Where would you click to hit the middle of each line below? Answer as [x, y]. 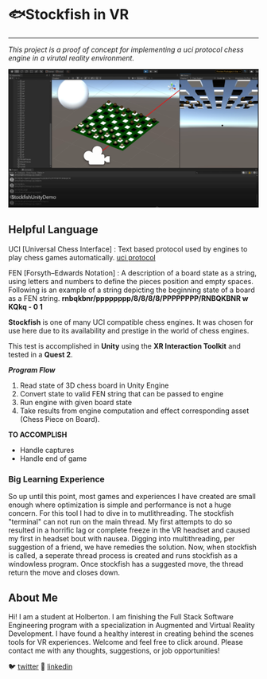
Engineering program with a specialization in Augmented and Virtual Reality [132, 625]
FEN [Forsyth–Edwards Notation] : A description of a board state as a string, [132, 273]
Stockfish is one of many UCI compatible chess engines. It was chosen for [131, 322]
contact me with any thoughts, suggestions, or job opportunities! [114, 650]
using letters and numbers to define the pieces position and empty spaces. [131, 281]
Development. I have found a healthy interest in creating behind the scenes [131, 634]
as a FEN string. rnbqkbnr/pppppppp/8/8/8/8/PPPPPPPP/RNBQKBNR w [128, 298]
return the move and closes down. [64, 572]
